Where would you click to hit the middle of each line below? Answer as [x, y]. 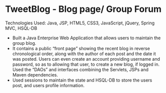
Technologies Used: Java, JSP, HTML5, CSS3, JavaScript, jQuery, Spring [80, 23]
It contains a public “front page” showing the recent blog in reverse [81, 48]
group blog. [24, 43]
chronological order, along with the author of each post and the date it [84, 54]
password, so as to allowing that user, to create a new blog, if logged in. [86, 64]
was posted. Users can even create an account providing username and [86, 59]
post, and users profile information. [48, 85]
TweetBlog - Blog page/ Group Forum [83, 9]
